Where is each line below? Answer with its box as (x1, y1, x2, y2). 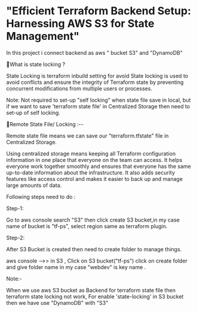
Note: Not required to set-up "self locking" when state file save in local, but (6, 96, 191, 104)
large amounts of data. (6, 182, 62, 189)
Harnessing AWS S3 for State (6, 17, 155, 30)
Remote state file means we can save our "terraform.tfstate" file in (6, 132, 169, 139)
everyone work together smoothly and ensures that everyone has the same (6, 163, 191, 170)
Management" (6, 30, 79, 43)
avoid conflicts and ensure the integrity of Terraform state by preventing (6, 79, 184, 86)
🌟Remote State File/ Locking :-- (6, 120, 84, 127)
